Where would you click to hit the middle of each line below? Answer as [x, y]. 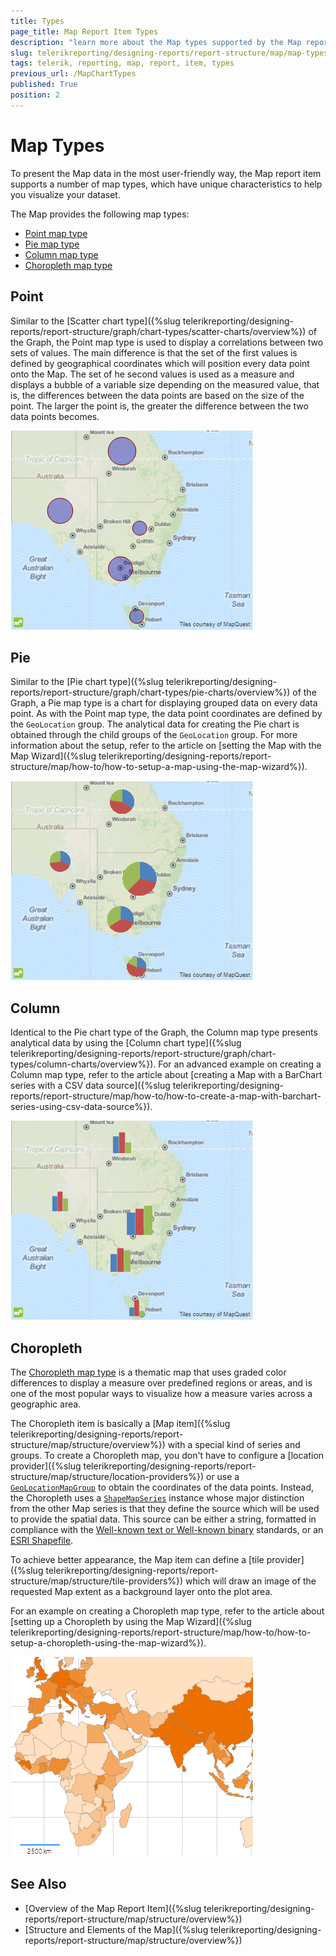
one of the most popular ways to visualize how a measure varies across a [161, 1393]
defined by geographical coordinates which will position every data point [160, 363]
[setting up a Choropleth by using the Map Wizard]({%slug [131, 1621]
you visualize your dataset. [65, 194]
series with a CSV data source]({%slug [90, 1086]
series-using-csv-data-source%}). [81, 1107]
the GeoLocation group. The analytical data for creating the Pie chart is [155, 724]
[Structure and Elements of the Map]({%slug [116, 1929]
